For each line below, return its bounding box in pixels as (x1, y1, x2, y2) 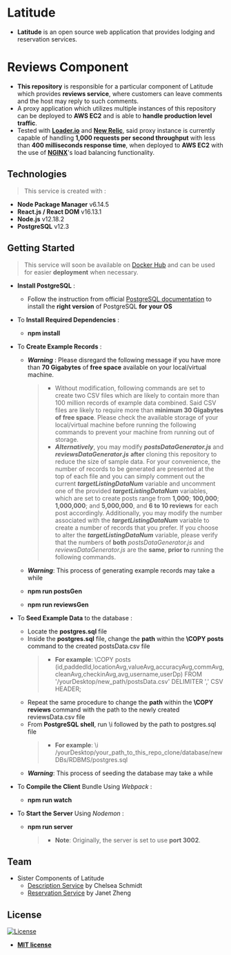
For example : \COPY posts (54, 655, 131, 663)
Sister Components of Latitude (17, 874, 105, 882)
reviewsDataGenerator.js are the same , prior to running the (54, 545, 224, 554)
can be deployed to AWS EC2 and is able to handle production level (17, 111, 212, 120)
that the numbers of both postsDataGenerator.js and (54, 538, 205, 546)
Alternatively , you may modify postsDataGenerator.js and (54, 443, 224, 451)
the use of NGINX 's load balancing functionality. (17, 148, 155, 156)
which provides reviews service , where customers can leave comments (17, 89, 223, 98)
